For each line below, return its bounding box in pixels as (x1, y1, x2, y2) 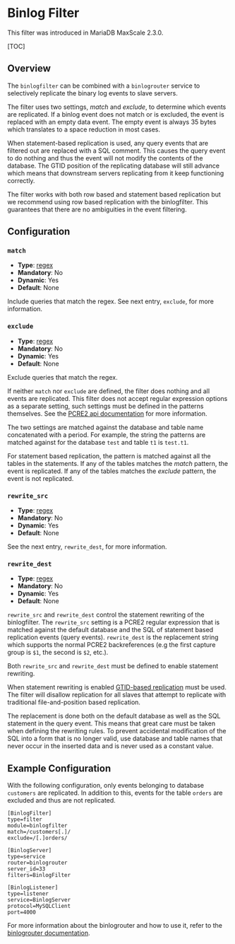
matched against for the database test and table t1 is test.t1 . (7, 438, 189, 446)
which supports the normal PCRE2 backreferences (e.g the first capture (7, 641, 216, 649)
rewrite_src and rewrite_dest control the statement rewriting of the (7, 610, 205, 619)
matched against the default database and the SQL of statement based (7, 626, 214, 634)
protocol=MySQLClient (7, 903, 71, 910)
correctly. (7, 176, 35, 185)
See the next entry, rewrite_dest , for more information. (7, 542, 167, 551)
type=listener (7, 890, 49, 897)
